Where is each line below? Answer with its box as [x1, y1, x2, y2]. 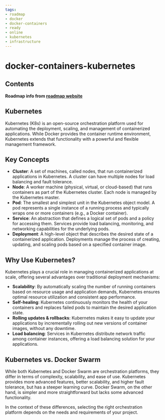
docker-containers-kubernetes [5, 60, 135, 71]
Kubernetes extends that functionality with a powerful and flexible [5, 136, 139, 142]
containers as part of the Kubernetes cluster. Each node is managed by [12, 189, 157, 195]
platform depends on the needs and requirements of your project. [5, 409, 138, 415]
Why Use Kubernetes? [5, 256, 75, 264]
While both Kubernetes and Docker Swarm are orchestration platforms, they [5, 368, 159, 374]
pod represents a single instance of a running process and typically [12, 205, 149, 211]
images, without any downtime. [12, 326, 76, 331]
